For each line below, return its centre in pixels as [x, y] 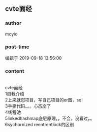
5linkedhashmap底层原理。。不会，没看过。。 [50, 118]
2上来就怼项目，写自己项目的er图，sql [44, 100]
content [15, 71]
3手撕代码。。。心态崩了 [28, 106]
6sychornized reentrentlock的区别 [40, 125]
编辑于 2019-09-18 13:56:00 [33, 58]
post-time [17, 47]
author [13, 23]
